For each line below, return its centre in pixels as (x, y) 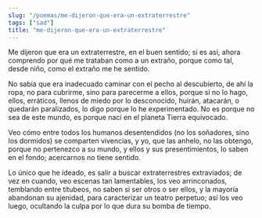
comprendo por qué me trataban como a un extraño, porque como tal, (121, 60)
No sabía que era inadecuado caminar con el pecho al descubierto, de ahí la (131, 84)
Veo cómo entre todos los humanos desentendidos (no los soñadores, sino (129, 133)
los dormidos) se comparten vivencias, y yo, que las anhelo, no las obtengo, (131, 141)
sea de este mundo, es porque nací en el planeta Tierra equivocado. (118, 118)
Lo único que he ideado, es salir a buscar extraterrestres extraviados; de (125, 173)
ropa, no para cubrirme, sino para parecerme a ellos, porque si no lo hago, (128, 93)
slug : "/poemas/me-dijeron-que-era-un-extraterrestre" (99, 15)
